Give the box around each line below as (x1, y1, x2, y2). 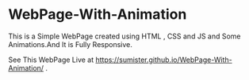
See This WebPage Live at (8, 55, 94, 64)
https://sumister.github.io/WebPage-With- (94, 55, 232, 64)
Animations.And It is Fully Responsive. (8, 39, 133, 49)
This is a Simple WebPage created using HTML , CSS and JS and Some (8, 31, 241, 41)
